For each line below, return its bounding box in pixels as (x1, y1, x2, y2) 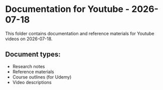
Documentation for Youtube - (5, 3, 130, 15)
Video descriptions (12, 79, 52, 85)
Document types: (5, 50, 61, 59)
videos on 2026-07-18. (5, 36, 53, 42)
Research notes (12, 63, 45, 69)
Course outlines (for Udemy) (12, 74, 72, 80)
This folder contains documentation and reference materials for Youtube (5, 30, 154, 36)
